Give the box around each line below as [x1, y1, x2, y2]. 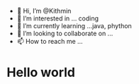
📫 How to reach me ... [16, 37, 83, 45]
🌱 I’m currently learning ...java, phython [16, 22, 132, 30]
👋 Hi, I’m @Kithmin [16, 7, 72, 15]
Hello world [6, 64, 76, 80]
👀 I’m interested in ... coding [16, 14, 99, 23]
